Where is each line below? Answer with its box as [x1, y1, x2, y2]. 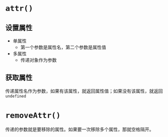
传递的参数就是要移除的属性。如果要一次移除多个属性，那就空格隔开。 [5, 126, 154, 132]
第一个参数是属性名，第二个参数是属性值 [20, 44, 106, 50]
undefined [5, 94, 27, 99]
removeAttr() [5, 111, 61, 120]
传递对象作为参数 [20, 57, 57, 63]
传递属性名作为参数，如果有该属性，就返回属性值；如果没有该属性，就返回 [5, 88, 163, 94]
